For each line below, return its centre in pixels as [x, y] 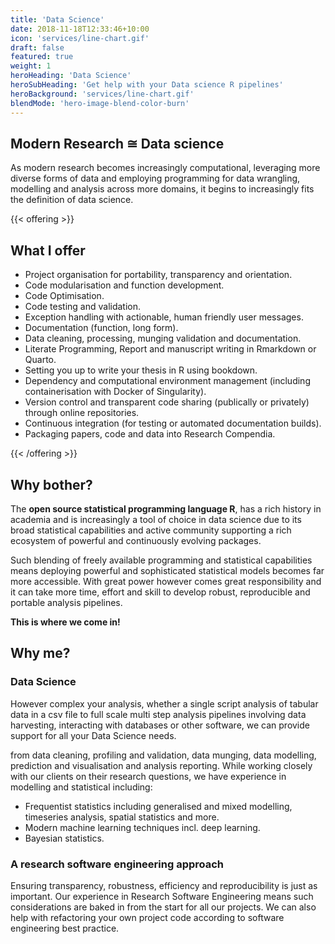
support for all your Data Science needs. [93, 735]
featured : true [42, 57]
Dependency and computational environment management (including [167, 381]
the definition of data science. [72, 200]
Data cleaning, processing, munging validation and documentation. [163, 338]
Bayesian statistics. [64, 838]
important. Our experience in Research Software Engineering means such [162, 896]
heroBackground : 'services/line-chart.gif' [102, 94]
